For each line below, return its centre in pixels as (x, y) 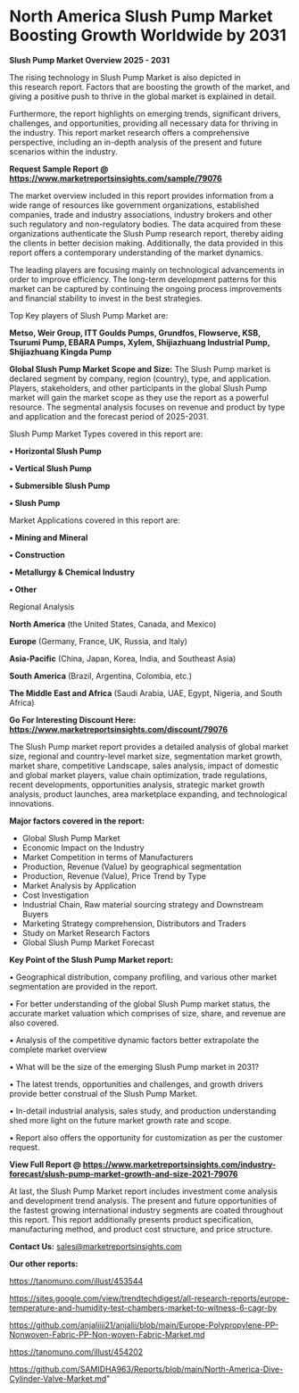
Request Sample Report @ (59, 169)
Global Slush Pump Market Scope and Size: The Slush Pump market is (140, 369)
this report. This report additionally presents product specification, (132, 1219)
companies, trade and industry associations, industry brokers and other (141, 214)
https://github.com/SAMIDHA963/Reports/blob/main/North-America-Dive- (146, 1369)
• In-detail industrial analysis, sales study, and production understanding (143, 1111)
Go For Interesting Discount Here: (73, 719)
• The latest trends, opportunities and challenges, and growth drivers (136, 1084)
